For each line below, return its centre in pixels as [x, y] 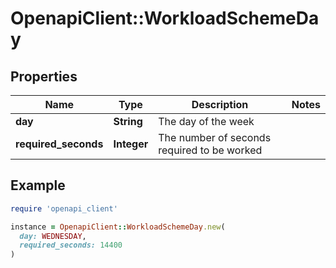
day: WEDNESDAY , [53, 236]
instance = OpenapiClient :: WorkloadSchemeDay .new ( [118, 227]
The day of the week [206, 121]
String [128, 121]
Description [220, 104]
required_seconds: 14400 [71, 245]
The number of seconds [215, 137]
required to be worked [210, 150]
